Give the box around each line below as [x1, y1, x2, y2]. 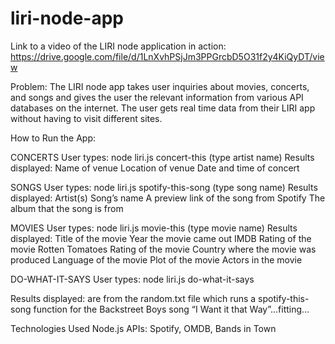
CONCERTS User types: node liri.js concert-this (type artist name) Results [10, 151, 315, 163]
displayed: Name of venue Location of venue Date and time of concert [10, 162, 300, 174]
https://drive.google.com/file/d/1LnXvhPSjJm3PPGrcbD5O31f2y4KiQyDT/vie [10, 50, 325, 62]
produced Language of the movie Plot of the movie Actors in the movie [10, 253, 303, 266]
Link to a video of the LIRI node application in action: [10, 40, 227, 52]
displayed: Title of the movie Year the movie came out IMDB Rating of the [10, 232, 312, 244]
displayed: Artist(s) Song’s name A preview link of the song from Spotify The [10, 192, 326, 204]
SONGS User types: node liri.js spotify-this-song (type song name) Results [10, 181, 318, 193]
